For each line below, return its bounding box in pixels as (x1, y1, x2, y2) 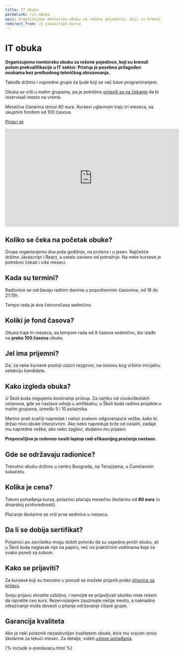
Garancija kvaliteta (5, 617, 64, 625)
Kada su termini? (5, 274, 59, 282)
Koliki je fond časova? (5, 317, 74, 325)
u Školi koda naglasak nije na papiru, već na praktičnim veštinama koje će (5, 544, 155, 550)
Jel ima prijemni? (5, 349, 59, 358)
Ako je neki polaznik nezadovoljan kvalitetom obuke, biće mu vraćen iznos (5, 630, 157, 636)
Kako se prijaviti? (5, 564, 60, 572)
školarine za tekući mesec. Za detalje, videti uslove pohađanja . (5, 636, 133, 642)
